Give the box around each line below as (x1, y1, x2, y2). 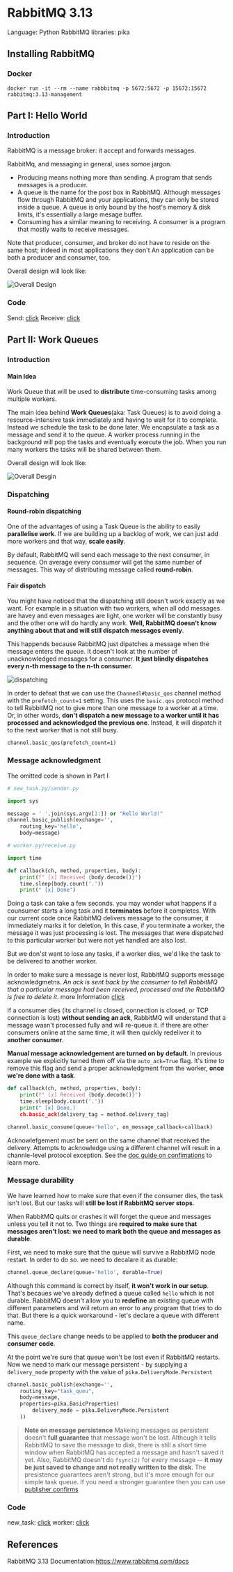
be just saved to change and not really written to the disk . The (24, 1463, 207, 1471)
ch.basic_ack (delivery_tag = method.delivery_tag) (19, 1110, 170, 1118)
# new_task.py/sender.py (7, 785, 79, 792)
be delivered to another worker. (7, 957, 97, 966)
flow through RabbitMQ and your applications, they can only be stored (17, 196, 219, 204)
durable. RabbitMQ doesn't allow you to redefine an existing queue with (7, 1296, 214, 1305)
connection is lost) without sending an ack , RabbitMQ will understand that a (7, 1014, 226, 1022)
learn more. (7, 1158, 40, 1167)
